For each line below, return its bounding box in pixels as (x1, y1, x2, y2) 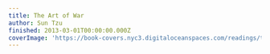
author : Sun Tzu (8, 19, 63, 27)
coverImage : (8, 33, 48, 42)
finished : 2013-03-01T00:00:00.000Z (8, 26, 131, 34)
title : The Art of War (8, 11, 84, 20)
